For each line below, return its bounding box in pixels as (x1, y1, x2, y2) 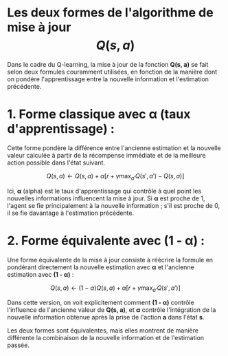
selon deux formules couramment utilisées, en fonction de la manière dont (7, 67, 218, 76)
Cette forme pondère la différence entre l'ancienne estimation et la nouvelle (7, 143, 221, 152)
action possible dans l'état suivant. (7, 158, 105, 167)
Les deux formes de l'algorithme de (7, 5, 214, 21)
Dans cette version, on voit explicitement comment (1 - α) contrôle (7, 298, 194, 307)
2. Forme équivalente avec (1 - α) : (7, 233, 205, 249)
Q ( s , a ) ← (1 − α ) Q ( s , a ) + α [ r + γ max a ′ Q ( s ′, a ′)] (50, 284, 181, 293)
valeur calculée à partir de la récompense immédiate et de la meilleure (7, 151, 206, 159)
